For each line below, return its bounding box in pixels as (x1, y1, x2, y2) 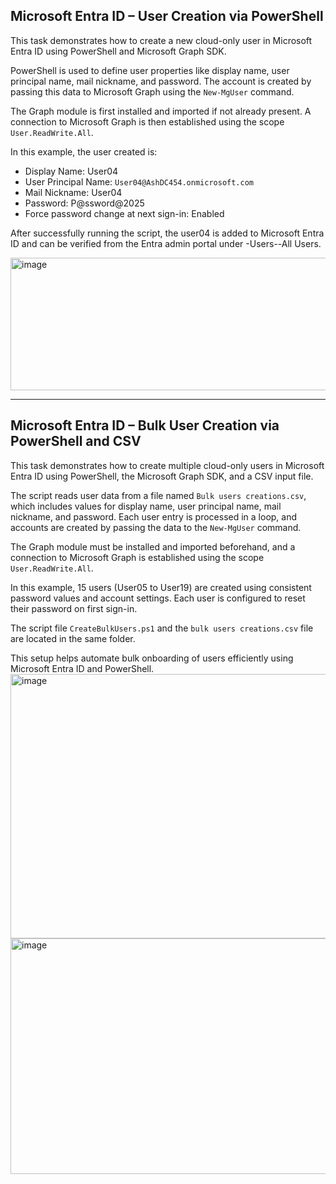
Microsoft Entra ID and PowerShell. (10, 662, 155, 674)
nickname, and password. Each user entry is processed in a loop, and (10, 510, 298, 523)
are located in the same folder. (10, 632, 136, 644)
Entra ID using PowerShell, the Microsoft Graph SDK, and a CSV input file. (10, 470, 314, 482)
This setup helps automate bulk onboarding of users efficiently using (10, 652, 294, 664)
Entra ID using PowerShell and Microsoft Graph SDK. (10, 45, 227, 57)
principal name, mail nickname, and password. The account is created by (10, 75, 312, 87)
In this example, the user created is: (10, 145, 158, 158)
